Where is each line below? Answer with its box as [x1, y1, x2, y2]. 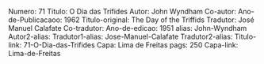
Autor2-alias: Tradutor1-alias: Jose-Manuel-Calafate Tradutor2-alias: [8, 32, 233, 41]
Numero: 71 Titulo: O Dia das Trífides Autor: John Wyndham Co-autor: [8, 7, 236, 16]
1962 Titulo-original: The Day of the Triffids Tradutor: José [63, 15, 255, 24]
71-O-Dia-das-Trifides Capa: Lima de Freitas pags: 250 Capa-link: [23, 40, 239, 50]
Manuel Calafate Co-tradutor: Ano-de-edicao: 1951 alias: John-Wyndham [8, 24, 247, 32]
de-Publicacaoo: [8, 15, 63, 24]
